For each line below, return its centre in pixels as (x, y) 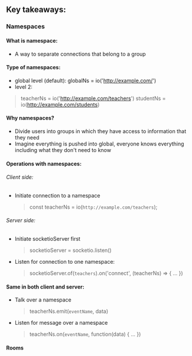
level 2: (23, 87)
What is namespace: (32, 40)
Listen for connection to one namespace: (65, 261)
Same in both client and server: (45, 287)
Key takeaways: (36, 10)
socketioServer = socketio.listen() (71, 250)
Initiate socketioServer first (48, 238)
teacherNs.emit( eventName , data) (69, 311)
